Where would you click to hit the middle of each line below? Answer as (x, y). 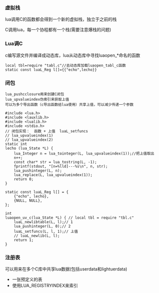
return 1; (24, 240)
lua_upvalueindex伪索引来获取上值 (37, 99)
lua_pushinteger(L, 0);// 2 (42, 226)
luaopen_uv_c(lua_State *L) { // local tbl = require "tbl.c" (70, 218)
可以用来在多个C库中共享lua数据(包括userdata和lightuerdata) (66, 269)
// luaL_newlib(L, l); (37, 236)
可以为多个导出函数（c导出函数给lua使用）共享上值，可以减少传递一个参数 (70, 104)
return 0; (24, 179)
